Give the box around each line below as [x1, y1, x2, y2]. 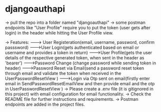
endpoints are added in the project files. [5, 101, 85, 107]
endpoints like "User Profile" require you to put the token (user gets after [5, 24, 151, 30]
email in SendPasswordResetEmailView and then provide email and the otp [5, 80, 155, 86]
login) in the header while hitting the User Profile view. [5, 30, 113, 36]
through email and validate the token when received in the [5, 70, 122, 76]
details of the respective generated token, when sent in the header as [5, 55, 144, 60]
